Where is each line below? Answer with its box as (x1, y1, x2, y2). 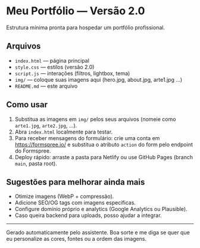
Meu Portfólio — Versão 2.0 (6, 4, 145, 18)
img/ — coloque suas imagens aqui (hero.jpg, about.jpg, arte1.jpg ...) (14, 76, 183, 83)
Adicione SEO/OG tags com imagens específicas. (14, 199, 136, 206)
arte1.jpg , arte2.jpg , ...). (14, 122, 77, 129)
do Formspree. (14, 147, 51, 154)
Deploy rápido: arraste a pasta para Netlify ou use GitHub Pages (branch (14, 153, 193, 160)
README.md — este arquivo (14, 82, 78, 89)
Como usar (6, 100, 48, 110)
